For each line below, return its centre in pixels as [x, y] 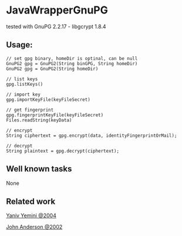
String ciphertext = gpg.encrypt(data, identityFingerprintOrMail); [92, 136]
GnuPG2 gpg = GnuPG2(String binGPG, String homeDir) [72, 63]
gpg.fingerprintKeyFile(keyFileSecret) [55, 115]
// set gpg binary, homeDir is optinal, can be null [72, 58]
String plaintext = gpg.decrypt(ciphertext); [63, 151]
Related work [31, 201]
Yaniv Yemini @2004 [31, 215]
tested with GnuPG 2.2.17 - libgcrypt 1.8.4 [56, 26]
